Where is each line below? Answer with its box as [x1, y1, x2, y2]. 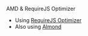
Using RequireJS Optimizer [14, 17, 82, 23]
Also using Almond [14, 23, 62, 30]
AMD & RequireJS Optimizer [6, 5, 76, 12]
